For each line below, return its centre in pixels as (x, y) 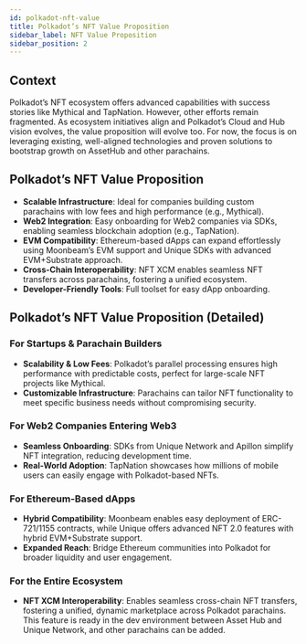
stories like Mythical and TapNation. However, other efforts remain (134, 112)
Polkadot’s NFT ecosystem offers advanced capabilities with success (140, 102)
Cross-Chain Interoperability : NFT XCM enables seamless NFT (142, 269)
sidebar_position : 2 (49, 43)
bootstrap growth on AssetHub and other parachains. (110, 151)
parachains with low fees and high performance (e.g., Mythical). (143, 211)
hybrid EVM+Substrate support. (83, 538)
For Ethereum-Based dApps (73, 499)
